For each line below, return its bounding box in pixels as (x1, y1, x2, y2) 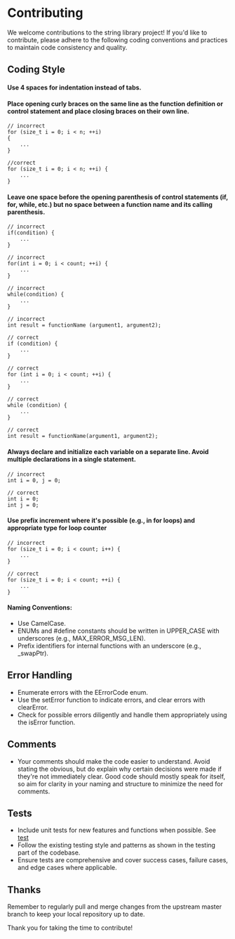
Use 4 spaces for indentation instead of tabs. (7, 83, 142, 92)
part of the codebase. (17, 848, 81, 857)
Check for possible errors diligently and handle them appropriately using (17, 710, 227, 719)
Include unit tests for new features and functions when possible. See (17, 826, 216, 835)
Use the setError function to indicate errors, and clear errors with (17, 695, 206, 704)
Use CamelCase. (17, 619, 67, 627)
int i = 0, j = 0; (7, 477, 61, 484)
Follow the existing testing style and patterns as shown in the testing (17, 841, 216, 850)
